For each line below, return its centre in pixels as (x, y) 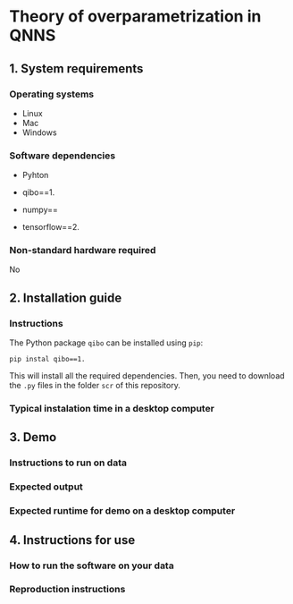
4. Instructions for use (72, 540)
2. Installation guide (66, 298)
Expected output (46, 487)
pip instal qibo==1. (48, 360)
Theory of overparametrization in (135, 17)
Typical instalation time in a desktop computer (112, 409)
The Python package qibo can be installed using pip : (106, 343)
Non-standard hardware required (83, 251)
